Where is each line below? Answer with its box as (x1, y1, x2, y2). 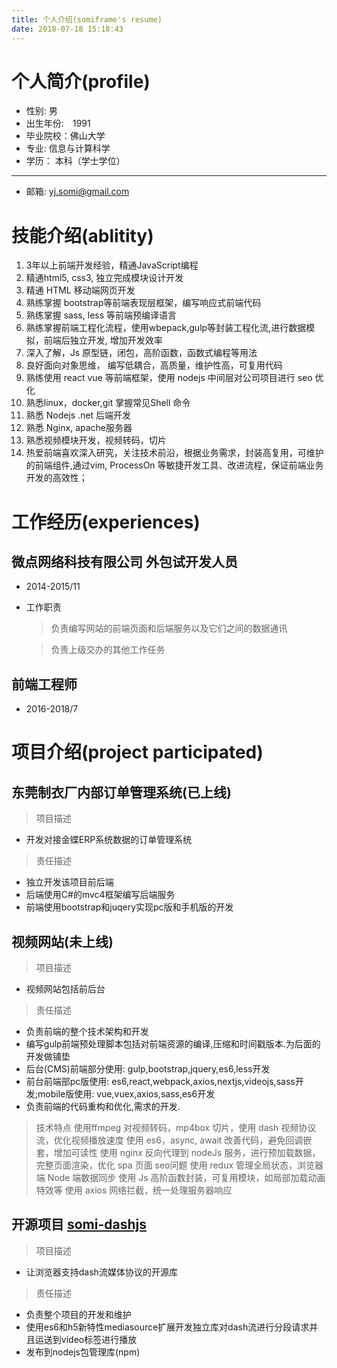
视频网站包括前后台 (25, 983, 106, 995)
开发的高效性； (25, 472, 88, 484)
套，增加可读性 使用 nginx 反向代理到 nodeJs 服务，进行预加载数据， (35, 1147, 321, 1158)
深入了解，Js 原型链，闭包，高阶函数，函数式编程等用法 (25, 347, 258, 359)
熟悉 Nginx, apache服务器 (25, 422, 133, 434)
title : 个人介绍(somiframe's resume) (11, 14, 163, 25)
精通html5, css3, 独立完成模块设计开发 (25, 272, 184, 284)
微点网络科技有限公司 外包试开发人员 (11, 553, 238, 570)
